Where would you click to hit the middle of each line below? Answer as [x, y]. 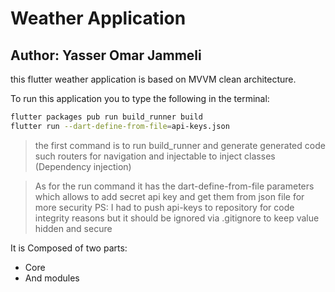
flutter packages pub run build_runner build [106, 117]
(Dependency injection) [83, 166]
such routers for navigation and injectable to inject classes [155, 156]
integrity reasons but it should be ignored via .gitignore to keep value [177, 218]
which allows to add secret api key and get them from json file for [169, 196]
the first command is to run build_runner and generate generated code [180, 145]
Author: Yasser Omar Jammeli [106, 55]
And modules [52, 278]
